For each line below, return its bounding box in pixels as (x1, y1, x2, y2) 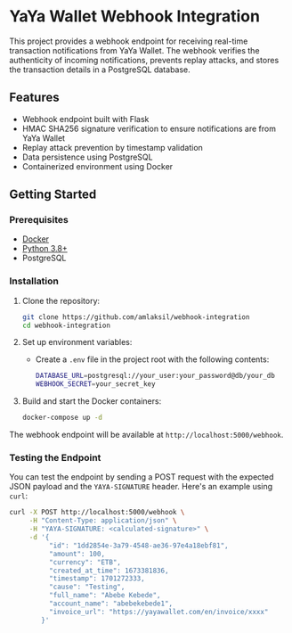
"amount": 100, (48, 549, 105, 558)
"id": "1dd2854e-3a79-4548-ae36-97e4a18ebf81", (48, 541, 229, 550)
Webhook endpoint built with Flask (21, 113, 150, 124)
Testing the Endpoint (9, 452, 101, 464)
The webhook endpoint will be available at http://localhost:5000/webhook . (9, 430, 284, 440)
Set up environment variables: (21, 337, 133, 348)
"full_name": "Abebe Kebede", (48, 591, 162, 600)
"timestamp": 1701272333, (48, 574, 145, 583)
